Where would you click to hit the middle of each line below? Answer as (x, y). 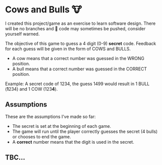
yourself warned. (22, 34)
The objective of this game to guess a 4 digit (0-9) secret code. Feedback (81, 43)
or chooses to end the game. (41, 137)
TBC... (15, 158)
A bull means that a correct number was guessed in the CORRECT (80, 69)
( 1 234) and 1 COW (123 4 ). (31, 89)
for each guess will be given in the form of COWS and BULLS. (68, 49)
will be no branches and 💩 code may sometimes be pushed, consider (75, 28)
